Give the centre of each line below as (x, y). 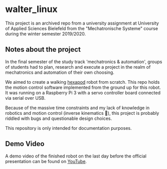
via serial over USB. (26, 98)
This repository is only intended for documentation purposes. (68, 128)
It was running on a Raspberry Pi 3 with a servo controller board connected (83, 93)
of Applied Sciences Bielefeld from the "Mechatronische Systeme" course (81, 28)
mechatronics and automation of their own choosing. (60, 72)
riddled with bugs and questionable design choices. (58, 118)
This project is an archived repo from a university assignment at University (82, 23)
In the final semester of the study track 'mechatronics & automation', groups (84, 62)
